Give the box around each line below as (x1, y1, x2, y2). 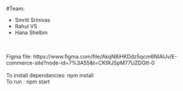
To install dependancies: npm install (6, 72, 94, 79)
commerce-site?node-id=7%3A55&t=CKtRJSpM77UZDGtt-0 (6, 59, 155, 66)
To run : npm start (6, 78, 51, 85)
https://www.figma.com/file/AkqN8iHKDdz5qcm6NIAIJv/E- (33, 53, 178, 60)
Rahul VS (14, 23, 37, 30)
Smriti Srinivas (14, 17, 51, 23)
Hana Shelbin (14, 29, 48, 36)
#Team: (6, 5, 25, 12)
